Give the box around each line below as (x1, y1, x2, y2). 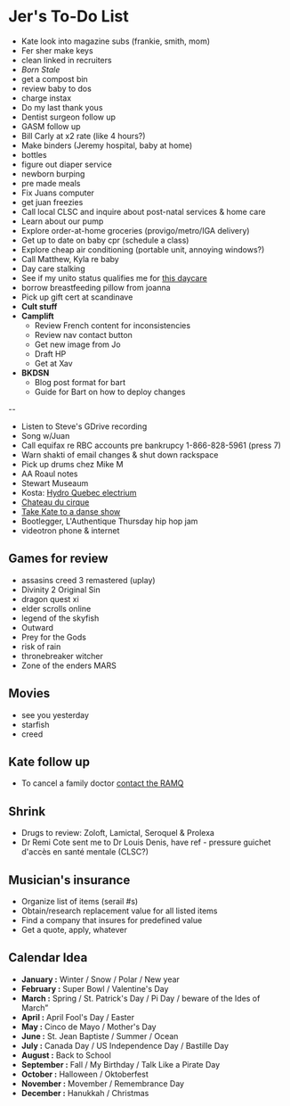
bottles (20, 149, 47, 160)
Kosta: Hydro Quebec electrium (20, 487, 137, 498)
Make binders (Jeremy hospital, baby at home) (20, 140, 193, 151)
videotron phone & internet (20, 524, 120, 536)
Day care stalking (20, 263, 85, 274)
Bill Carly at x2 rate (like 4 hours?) (20, 130, 146, 141)
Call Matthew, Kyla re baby (20, 253, 119, 264)
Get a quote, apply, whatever (20, 925, 128, 935)
